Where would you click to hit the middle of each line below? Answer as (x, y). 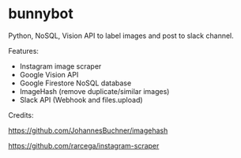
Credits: (21, 115)
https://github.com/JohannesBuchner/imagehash (88, 130)
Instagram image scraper (60, 66)
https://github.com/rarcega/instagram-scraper (84, 145)
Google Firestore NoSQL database (75, 83)
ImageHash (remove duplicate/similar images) (94, 91)
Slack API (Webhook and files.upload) (81, 100)
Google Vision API (49, 74)
